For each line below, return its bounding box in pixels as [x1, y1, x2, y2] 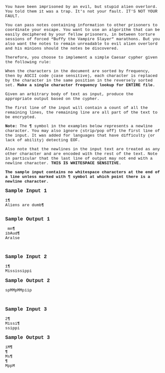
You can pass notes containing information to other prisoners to [5, 22, 158, 28]
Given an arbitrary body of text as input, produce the [5, 92, 134, 96]
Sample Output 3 [5, 335, 51, 341]
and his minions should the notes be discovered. [5, 46, 119, 51]
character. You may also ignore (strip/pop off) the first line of [5, 128, 160, 133]
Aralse [5, 236, 20, 241]
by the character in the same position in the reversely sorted [5, 78, 153, 83]
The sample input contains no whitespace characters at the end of [5, 170, 160, 175]
